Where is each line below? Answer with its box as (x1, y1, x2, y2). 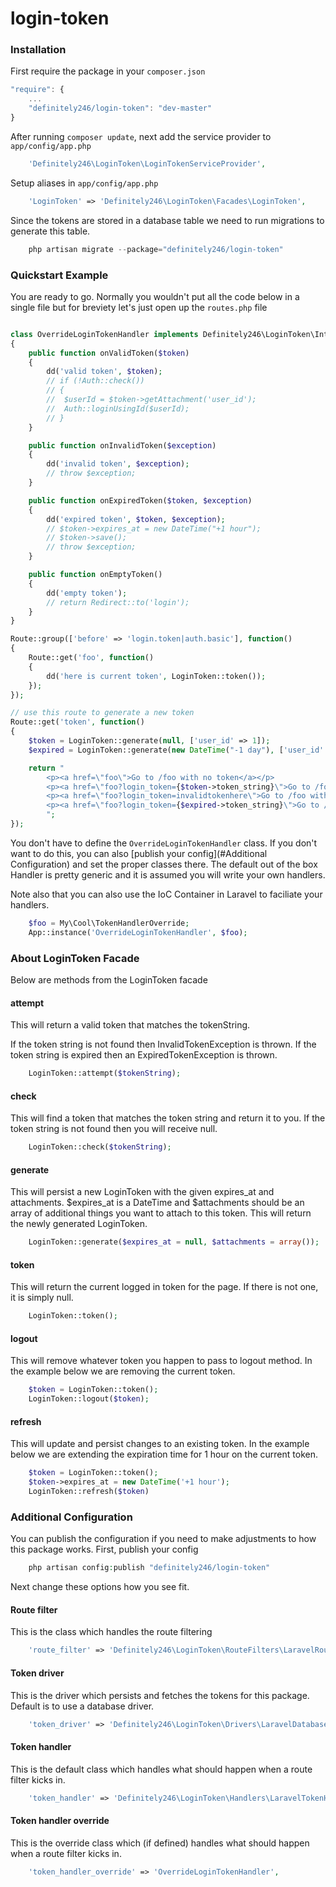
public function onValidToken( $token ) (28, 348, 190, 358)
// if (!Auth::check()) (46, 376, 145, 386)
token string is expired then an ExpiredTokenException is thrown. (10, 1049, 278, 1061)
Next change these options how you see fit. (10, 1581, 190, 1593)
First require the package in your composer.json (10, 65, 206, 77)
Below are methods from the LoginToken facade (10, 973, 208, 986)
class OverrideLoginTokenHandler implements (10, 329, 199, 339)
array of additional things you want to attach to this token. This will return (10, 1207, 312, 1219)
